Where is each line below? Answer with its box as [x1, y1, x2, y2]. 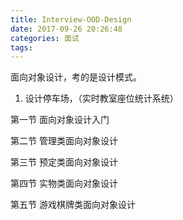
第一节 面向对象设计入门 [10, 114, 110, 126]
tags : [10, 42, 33, 53]
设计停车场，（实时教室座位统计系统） [24, 92, 179, 105]
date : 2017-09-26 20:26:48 [10, 24, 123, 34]
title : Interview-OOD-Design [10, 14, 132, 25]
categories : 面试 [10, 33, 80, 43]
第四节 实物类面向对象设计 [10, 177, 118, 190]
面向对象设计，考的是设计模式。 [10, 71, 142, 83]
